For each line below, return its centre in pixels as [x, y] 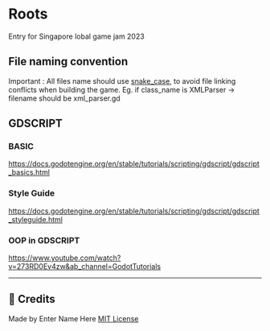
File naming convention [68, 62]
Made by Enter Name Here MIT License [74, 318]
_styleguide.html [35, 219]
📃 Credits [32, 299]
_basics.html [29, 172]
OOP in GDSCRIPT [44, 240]
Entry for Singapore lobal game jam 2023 [76, 36]
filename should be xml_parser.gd [64, 98]
